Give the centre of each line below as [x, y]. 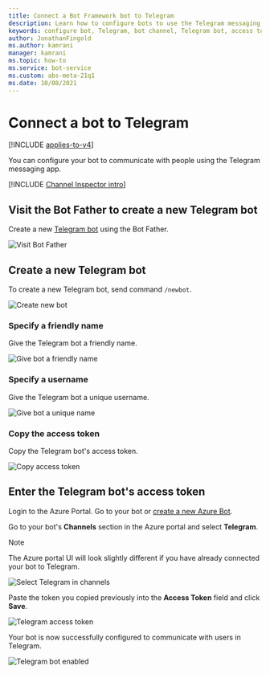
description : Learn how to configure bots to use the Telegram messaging [135, 23]
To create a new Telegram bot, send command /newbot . [100, 289]
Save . [18, 606]
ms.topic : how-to [37, 61]
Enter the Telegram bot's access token [107, 492]
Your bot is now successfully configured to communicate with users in [125, 637]
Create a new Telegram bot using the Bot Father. [88, 229]
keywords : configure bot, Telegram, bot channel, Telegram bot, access [131, 31]
